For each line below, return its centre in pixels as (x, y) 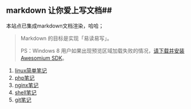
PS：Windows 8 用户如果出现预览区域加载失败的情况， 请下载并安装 (103, 50)
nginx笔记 (26, 85)
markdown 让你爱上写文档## (59, 11)
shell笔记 (26, 92)
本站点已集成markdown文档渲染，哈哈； (55, 26)
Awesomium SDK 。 (44, 58)
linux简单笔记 (31, 70)
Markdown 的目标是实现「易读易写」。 (66, 38)
